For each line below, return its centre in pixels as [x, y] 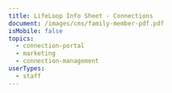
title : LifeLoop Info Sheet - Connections [81, 16]
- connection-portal [50, 46]
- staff [29, 76]
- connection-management [57, 61]
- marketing [36, 53]
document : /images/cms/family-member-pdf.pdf [86, 23]
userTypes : [27, 69]
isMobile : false [36, 31]
